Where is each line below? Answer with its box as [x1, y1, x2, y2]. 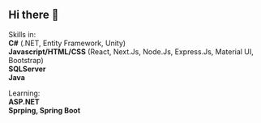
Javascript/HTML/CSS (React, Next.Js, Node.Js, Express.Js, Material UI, [8, 46, 254, 57]
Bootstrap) [8, 55, 45, 65]
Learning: [8, 88, 41, 98]
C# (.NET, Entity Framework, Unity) [8, 38, 126, 48]
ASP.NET [8, 96, 41, 106]
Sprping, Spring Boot [8, 105, 81, 115]
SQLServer [8, 64, 46, 74]
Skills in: [8, 29, 36, 39]
